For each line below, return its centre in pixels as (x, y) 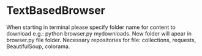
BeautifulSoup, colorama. (38, 46)
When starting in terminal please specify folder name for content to (91, 27)
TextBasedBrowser (56, 11)
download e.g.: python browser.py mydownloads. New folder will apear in (99, 33)
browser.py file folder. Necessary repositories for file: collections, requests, (101, 40)
